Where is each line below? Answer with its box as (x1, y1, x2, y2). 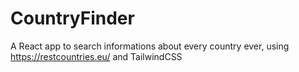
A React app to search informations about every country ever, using (10, 40, 290, 52)
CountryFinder (10, 7, 135, 30)
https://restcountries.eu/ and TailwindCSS (10, 50, 183, 62)
